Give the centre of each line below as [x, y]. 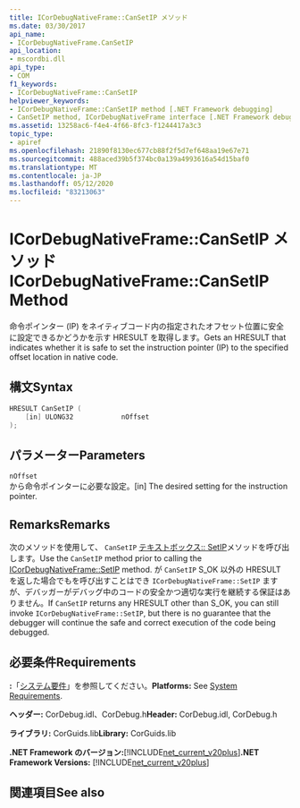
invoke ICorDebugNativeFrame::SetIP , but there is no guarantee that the [140, 613]
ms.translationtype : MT [54, 167]
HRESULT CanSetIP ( [46, 408]
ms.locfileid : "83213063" [57, 192]
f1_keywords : [33, 84]
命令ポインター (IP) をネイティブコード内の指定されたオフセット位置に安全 [146, 326]
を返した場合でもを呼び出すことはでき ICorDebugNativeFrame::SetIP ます [144, 581]
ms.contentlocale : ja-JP [55, 175]
